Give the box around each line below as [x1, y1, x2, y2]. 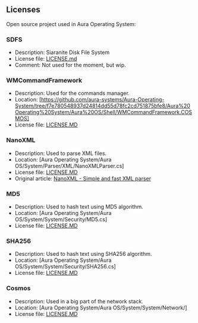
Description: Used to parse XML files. [14, 150, 107, 157]
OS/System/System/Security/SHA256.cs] [14, 263, 116, 270]
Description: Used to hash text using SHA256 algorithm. [14, 251, 152, 258]
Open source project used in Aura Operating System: [6, 20, 136, 27]
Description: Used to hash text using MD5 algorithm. [14, 203, 144, 210]
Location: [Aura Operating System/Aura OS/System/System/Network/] [14, 304, 187, 311]
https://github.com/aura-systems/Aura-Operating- [40, 96, 165, 103]
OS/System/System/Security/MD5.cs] [14, 216, 108, 223]
